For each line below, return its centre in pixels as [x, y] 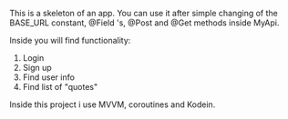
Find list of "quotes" [60, 87]
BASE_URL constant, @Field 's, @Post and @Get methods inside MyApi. [144, 23]
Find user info [49, 77]
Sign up [37, 68]
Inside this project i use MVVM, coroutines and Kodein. [113, 104]
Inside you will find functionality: [70, 40]
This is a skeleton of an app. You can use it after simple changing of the [144, 13]
